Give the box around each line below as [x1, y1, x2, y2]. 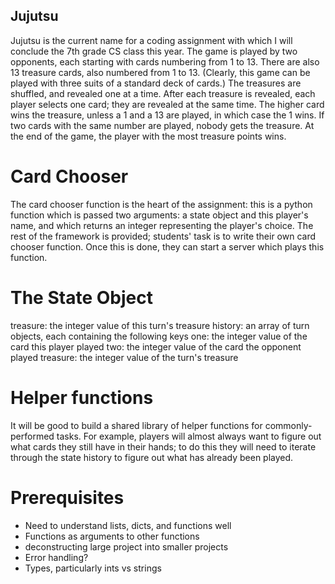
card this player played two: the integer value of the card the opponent [10, 340, 302, 353]
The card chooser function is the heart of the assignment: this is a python [10, 198, 313, 210]
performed [10, 430, 55, 442]
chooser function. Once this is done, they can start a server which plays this [10, 240, 325, 253]
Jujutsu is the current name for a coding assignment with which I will [10, 34, 293, 46]
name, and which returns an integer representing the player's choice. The [10, 219, 314, 231]
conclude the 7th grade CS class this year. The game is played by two [10, 45, 298, 57]
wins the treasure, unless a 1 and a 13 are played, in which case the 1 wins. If [10, 109, 325, 121]
